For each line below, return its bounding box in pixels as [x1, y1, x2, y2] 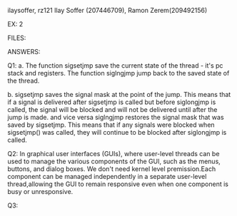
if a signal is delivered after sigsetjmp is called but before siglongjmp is [7, 98, 216, 106]
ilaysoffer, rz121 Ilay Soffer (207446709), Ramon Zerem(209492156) [7, 6, 208, 14]
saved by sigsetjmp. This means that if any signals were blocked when [7, 120, 216, 129]
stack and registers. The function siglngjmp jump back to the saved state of [7, 69, 230, 77]
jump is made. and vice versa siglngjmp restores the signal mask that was [7, 113, 224, 121]
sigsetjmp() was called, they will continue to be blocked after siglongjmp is [7, 128, 227, 136]
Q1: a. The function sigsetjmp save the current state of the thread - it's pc [7, 61, 223, 70]
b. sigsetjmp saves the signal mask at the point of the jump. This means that [7, 91, 231, 98]
